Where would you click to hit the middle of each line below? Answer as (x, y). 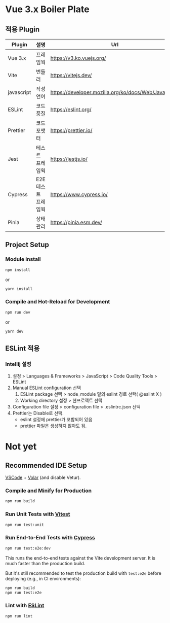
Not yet (21, 447)
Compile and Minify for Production (49, 491)
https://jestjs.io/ (69, 159)
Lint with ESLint (25, 606)
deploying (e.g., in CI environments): (43, 578)
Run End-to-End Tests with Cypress (50, 538)
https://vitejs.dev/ (71, 75)
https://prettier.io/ (71, 130)
